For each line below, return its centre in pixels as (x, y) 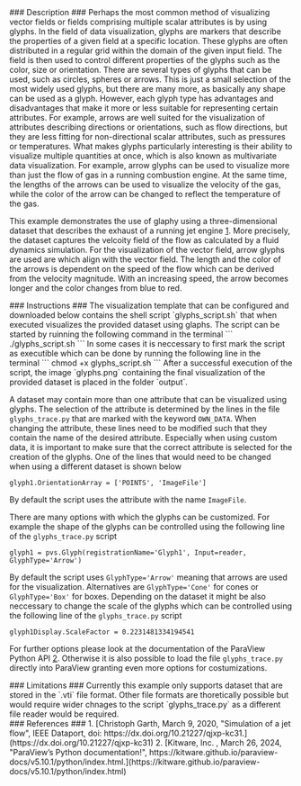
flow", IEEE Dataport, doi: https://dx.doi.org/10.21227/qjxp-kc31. (127, 733)
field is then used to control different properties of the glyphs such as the (145, 60)
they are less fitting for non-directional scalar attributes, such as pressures (147, 136)
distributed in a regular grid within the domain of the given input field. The (146, 50)
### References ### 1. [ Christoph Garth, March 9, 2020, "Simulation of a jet (150, 723)
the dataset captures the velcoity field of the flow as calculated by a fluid (144, 240)
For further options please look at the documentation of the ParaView (137, 649)
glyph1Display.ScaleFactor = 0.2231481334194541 (102, 632)
